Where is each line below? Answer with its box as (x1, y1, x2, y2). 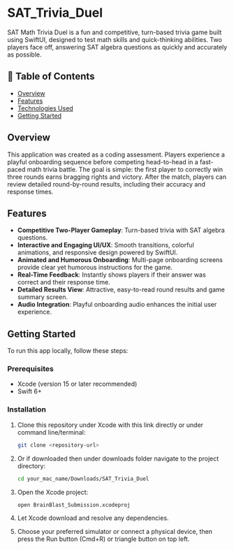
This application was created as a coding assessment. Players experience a (7, 150, 226, 159)
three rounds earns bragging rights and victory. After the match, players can (7, 173, 227, 181)
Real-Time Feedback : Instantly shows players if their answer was (17, 270, 206, 279)
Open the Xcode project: (17, 488, 89, 496)
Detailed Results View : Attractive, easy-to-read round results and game (17, 285, 225, 294)
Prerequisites (7, 364, 54, 374)
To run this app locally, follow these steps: (7, 347, 129, 355)
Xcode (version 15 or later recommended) (17, 379, 138, 389)
